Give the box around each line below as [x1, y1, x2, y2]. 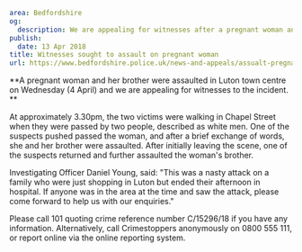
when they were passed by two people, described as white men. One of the [9, 121, 290, 132]
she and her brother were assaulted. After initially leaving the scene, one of [9, 140, 288, 151]
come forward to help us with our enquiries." [9, 196, 174, 207]
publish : [9, 33, 42, 42]
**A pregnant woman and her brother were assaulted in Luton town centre [9, 75, 287, 85]
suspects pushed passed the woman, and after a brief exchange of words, [9, 130, 285, 141]
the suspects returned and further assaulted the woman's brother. [9, 149, 254, 161]
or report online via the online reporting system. [9, 232, 186, 243]
